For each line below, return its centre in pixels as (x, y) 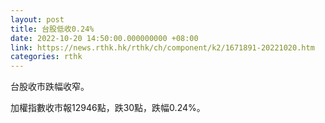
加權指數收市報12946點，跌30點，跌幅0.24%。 (108, 108)
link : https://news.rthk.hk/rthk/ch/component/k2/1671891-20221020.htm (162, 47)
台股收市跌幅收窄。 (50, 87)
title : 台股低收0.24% (52, 29)
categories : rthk (46, 57)
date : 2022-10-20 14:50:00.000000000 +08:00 (104, 38)
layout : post (37, 19)
